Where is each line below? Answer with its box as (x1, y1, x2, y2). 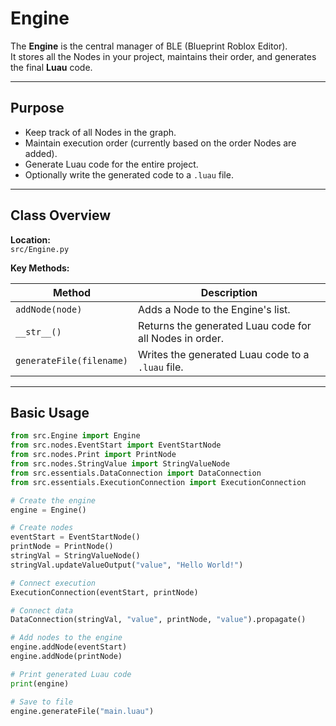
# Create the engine (10, 495, 97, 506)
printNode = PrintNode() (10, 542, 114, 552)
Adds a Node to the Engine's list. (138, 302, 291, 316)
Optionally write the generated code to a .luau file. (24, 168, 234, 181)
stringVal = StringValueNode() (10, 551, 141, 561)
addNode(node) (15, 303, 83, 315)
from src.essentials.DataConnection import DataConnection (10, 468, 262, 478)
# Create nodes (10, 523, 74, 533)
